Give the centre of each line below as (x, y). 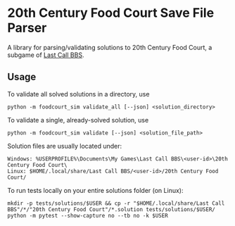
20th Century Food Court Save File (111, 13)
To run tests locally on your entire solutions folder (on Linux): (95, 190)
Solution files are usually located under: (65, 146)
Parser (27, 28)
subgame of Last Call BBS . (46, 55)
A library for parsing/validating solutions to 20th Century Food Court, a (110, 47)
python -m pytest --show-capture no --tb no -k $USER (88, 215)
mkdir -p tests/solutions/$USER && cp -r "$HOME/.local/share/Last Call (116, 203)
